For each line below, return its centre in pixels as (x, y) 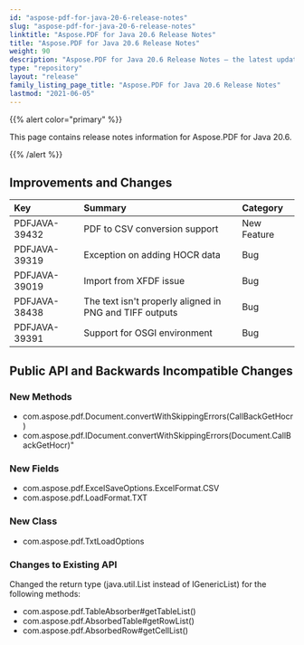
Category (262, 208)
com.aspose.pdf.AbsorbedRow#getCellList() (105, 631)
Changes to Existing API (63, 564)
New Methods (41, 396)
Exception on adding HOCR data (152, 255)
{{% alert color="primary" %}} (66, 119)
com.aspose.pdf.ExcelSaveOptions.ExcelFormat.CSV (121, 488)
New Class (33, 521)
